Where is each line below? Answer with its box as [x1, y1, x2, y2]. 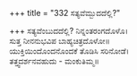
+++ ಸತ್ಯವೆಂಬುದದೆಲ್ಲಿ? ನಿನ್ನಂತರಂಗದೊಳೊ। [9, 26, 128, 36]
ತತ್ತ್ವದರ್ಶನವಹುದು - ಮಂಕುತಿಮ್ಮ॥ [9, 55, 100, 66]
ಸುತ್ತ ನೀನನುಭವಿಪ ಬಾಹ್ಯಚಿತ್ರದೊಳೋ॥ [9, 36, 110, 46]
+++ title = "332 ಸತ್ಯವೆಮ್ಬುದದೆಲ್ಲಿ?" [9, 8, 121, 18]
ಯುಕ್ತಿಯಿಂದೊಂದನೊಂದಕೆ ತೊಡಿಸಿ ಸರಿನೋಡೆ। [9, 46, 130, 56]
